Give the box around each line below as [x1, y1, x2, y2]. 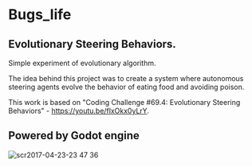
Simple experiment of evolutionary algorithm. [8, 58, 156, 68]
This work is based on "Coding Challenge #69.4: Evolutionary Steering [8, 98, 241, 107]
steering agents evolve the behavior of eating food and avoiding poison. [8, 82, 245, 91]
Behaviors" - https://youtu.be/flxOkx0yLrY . [8, 106, 150, 115]
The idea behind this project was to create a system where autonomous [8, 74, 244, 83]
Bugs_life [8, 6, 72, 24]
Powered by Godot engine [8, 129, 140, 142]
